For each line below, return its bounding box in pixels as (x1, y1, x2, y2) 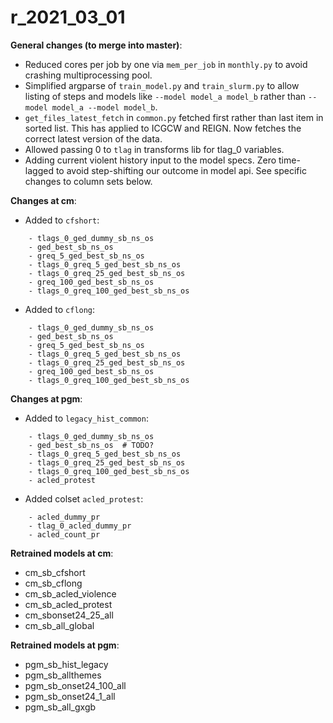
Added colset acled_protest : (24, 492, 144, 505)
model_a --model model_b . (51, 101, 158, 113)
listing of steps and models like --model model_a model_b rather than (24, 90, 307, 102)
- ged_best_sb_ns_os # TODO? (28, 440, 155, 450)
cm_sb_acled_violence (24, 587, 117, 600)
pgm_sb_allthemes (24, 669, 102, 681)
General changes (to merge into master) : (10, 39, 183, 51)
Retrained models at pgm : (10, 639, 120, 651)
